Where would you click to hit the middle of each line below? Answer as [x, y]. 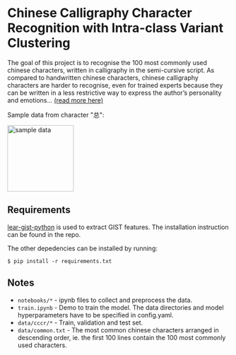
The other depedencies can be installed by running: [82, 248]
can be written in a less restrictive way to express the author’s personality [114, 93]
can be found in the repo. [44, 234]
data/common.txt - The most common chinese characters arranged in [118, 330]
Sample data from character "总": [56, 115]
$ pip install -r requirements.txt [60, 261]
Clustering [39, 43]
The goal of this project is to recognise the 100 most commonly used [107, 62]
